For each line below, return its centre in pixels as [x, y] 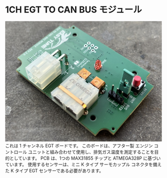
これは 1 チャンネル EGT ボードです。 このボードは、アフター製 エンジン [79, 146]
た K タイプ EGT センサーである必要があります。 [54, 171]
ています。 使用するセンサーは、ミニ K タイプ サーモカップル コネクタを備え [83, 165]
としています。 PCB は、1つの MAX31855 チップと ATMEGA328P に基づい [85, 158]
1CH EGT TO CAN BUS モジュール [74, 10]
